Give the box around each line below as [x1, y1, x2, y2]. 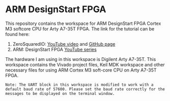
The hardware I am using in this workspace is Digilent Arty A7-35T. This [5, 56, 156, 62]
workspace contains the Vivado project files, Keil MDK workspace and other [5, 61, 165, 68]
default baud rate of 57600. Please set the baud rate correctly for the [5, 86, 165, 92]
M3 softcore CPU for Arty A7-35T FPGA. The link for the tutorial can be [5, 25, 155, 31]
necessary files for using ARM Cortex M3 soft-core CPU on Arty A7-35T [5, 67, 157, 73]
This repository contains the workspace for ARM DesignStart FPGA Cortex [5, 20, 161, 26]
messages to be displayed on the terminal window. [5, 91, 115, 96]
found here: [5, 31, 30, 37]
